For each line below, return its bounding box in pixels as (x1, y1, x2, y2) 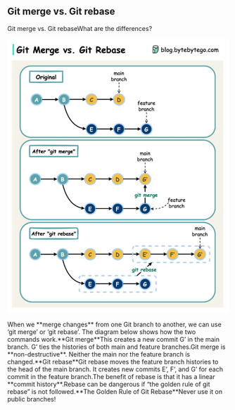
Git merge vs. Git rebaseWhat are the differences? (7, 24, 153, 32)
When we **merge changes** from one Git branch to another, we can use (7, 320, 222, 329)
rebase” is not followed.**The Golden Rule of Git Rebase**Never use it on (7, 387, 223, 396)
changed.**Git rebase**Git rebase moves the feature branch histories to (7, 358, 219, 366)
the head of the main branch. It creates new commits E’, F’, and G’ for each (7, 365, 224, 373)
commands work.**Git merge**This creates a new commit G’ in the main (7, 335, 220, 344)
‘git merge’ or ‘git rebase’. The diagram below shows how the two (7, 328, 196, 336)
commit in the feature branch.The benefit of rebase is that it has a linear (7, 373, 216, 381)
